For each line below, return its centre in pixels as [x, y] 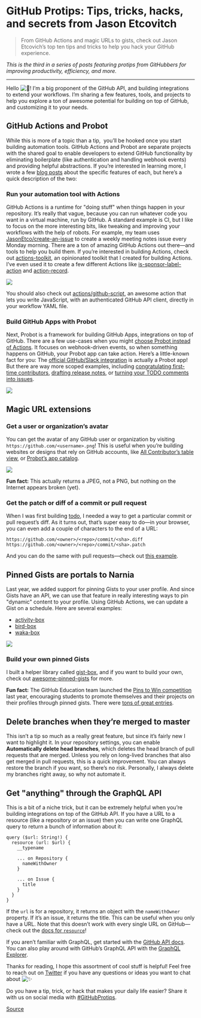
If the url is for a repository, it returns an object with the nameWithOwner [93, 912]
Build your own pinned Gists [48, 659]
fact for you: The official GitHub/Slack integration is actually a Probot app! [97, 360]
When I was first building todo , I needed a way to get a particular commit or [99, 516]
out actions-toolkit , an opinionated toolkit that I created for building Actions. [99, 258]
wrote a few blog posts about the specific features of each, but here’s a [94, 172]
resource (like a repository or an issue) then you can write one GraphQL [95, 820]
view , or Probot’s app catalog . [43, 458]
